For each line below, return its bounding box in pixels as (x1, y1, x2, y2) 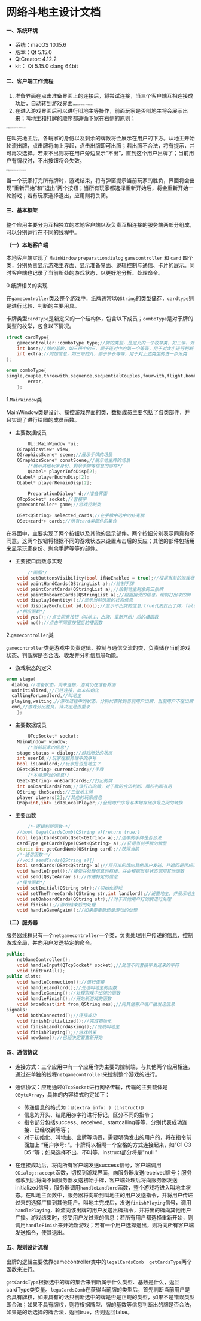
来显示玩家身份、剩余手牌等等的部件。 (6, 545, 100, 552)
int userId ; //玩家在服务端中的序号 (17, 755, 97, 762)
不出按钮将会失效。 (37, 157, 85, 164)
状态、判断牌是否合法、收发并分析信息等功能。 (6, 652, 121, 659)
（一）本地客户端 (6, 241, 48, 248)
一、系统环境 (6, 26, 38, 34)
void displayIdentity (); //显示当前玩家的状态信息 (17, 598, 133, 604)
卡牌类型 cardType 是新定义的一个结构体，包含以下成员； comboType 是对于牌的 (6, 314, 193, 322)
